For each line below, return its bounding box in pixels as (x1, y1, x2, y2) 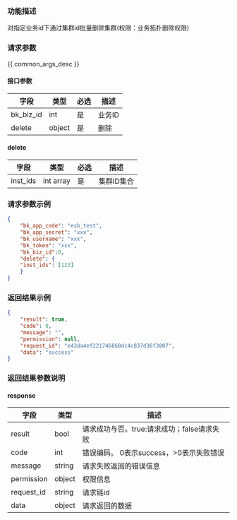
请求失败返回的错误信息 (82, 461, 161, 471)
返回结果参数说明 (7, 373, 66, 383)
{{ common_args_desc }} (7, 59, 80, 68)
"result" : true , (20, 316, 68, 323)
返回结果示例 (7, 292, 51, 302)
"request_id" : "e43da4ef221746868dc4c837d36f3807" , (20, 342, 175, 349)
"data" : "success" (20, 348, 74, 356)
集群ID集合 (98, 177, 134, 186)
